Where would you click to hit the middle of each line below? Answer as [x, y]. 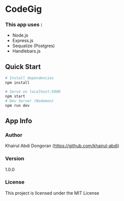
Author [14, 135]
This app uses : [24, 25]
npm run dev [17, 105]
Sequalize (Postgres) [34, 46]
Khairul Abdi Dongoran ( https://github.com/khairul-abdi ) [62, 146]
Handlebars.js [26, 51]
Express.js [23, 41]
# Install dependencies [30, 78]
